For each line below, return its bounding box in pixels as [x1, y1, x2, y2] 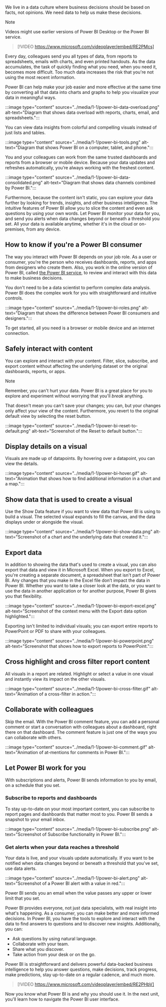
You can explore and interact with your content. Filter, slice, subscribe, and [5, 358, 158, 364]
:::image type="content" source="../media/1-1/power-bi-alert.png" [5, 875, 140, 881]
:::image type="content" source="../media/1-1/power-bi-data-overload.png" [5, 104, 160, 110]
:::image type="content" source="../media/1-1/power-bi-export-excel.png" [5, 603, 157, 609]
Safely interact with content [5, 345, 93, 353]
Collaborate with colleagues [5, 705, 94, 714]
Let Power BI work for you [5, 764, 86, 772]
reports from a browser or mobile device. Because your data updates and [5, 159, 155, 165]
